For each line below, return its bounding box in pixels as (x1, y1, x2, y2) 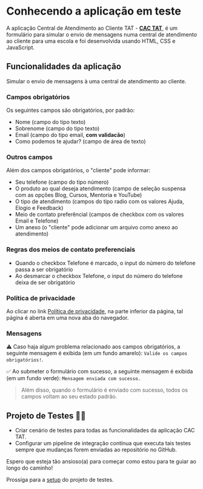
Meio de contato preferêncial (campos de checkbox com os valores (15, 211, 184, 218)
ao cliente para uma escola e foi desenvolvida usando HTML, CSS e (6, 37, 176, 44)
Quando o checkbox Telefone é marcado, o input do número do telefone (15, 259, 196, 266)
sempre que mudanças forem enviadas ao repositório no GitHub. (15, 446, 177, 454)
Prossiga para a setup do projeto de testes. (6, 476, 114, 484)
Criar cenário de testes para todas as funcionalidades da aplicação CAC (15, 427, 195, 434)
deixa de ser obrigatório (15, 279, 76, 286)
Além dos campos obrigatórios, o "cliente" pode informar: (6, 167, 150, 174)
